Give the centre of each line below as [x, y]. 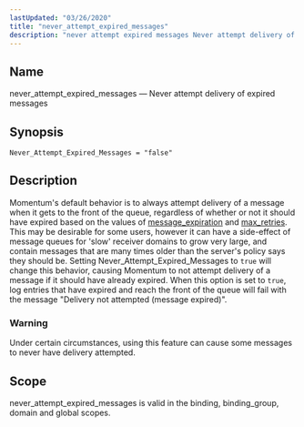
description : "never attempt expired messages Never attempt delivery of [152, 35]
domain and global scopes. [60, 412]
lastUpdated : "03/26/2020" [61, 18]
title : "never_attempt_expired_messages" [89, 26]
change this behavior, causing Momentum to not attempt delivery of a [140, 270]
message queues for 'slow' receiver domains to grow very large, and [138, 241]
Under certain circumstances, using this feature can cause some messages [151, 343]
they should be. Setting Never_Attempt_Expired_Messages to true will [140, 260]
